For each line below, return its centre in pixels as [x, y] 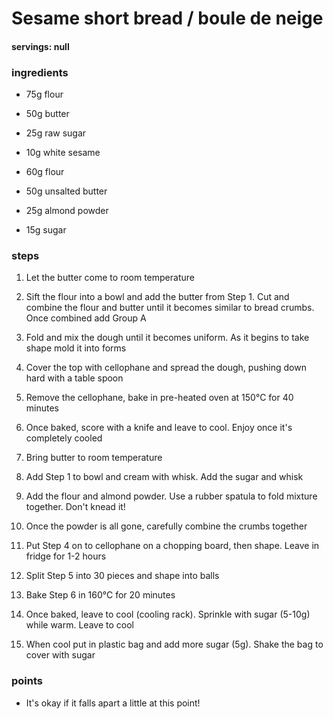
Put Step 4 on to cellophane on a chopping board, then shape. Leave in [172, 546]
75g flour [44, 94]
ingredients [40, 72]
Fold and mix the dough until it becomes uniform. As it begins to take [167, 338]
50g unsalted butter [66, 191]
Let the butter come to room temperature [110, 278]
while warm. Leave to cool [79, 625]
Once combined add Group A [86, 318]
